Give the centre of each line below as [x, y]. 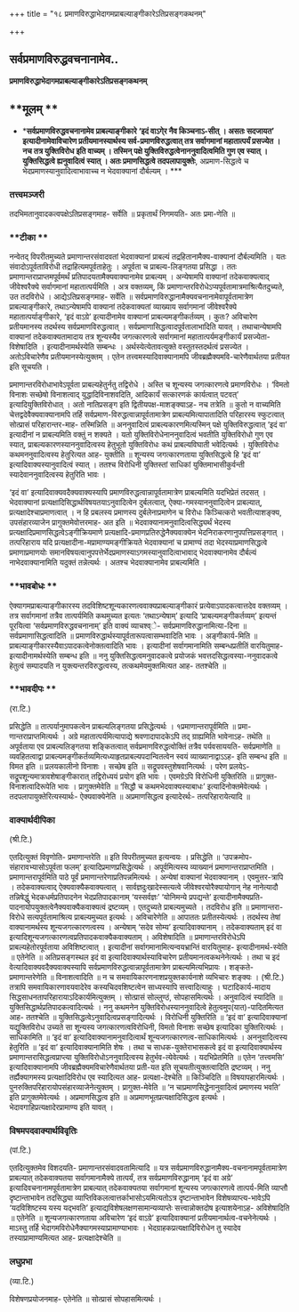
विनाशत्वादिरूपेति [32, 786]
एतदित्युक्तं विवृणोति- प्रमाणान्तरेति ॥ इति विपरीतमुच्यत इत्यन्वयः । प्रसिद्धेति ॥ [115, 857]
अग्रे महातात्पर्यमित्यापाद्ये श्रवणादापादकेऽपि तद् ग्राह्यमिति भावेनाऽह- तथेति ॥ [169, 736]
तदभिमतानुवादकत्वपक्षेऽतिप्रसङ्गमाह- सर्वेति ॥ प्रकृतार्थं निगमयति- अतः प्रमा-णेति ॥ [122, 213]
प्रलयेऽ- [239, 766]
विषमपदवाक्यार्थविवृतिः [44, 1131]
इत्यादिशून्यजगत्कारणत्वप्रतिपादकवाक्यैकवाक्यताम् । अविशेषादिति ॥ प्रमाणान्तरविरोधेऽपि [128, 938]
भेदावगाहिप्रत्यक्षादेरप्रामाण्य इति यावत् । [61, 1107]
